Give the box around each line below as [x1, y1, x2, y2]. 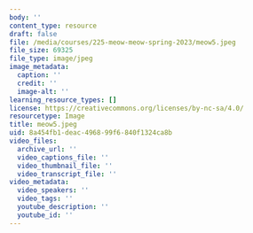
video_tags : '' [17, 194, 74, 204]
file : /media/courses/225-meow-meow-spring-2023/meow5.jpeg [9, 37, 237, 47]
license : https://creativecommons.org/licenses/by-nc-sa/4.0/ [9, 104, 244, 113]
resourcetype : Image [9, 112, 86, 120]
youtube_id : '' [17, 210, 74, 220]
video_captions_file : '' [17, 152, 109, 162]
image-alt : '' [17, 87, 69, 96]
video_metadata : [9, 178, 69, 187]
